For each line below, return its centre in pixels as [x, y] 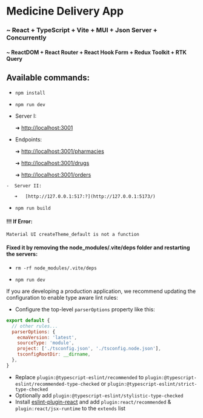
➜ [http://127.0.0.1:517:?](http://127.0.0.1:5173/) [85, 196]
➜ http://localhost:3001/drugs [52, 163]
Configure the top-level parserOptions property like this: [85, 309]
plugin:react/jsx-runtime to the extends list [70, 408]
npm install [30, 93]
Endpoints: [28, 139]
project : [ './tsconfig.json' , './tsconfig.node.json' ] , [89, 349]
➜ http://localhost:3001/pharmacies [59, 151]
